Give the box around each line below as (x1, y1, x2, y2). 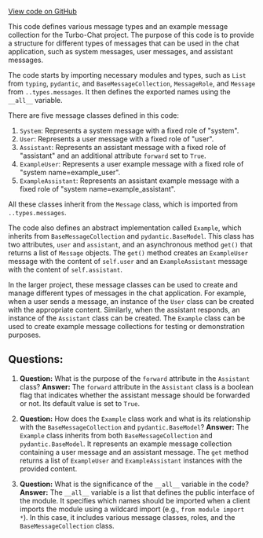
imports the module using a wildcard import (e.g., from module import (19, 504, 245, 514)
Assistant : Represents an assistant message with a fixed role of (19, 143, 226, 152)
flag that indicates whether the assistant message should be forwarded (19, 390, 250, 400)
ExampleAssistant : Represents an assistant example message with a (19, 176, 239, 185)
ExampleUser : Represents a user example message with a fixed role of (19, 159, 244, 168)
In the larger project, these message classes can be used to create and (8, 280, 238, 289)
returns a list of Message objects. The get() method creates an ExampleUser (8, 248, 249, 258)
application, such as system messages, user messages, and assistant (8, 47, 233, 56)
